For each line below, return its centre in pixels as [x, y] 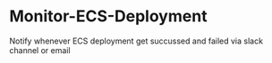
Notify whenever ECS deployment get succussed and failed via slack [136, 41]
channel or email [40, 50]
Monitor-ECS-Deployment [108, 16]
